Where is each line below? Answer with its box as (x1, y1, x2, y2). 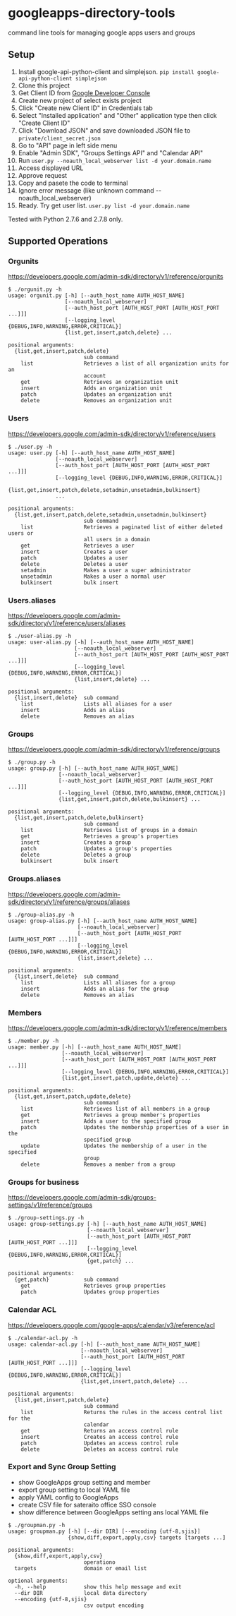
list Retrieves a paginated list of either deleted (20, 524, 223, 531)
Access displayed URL (18, 164, 84, 172)
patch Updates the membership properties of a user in (20, 1123, 230, 1130)
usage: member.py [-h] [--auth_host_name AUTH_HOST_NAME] (8, 1043, 182, 1051)
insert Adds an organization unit (20, 385, 163, 392)
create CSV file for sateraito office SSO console (18, 1500, 157, 1509)
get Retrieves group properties (20, 1282, 166, 1289)
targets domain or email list (14, 1564, 147, 1572)
